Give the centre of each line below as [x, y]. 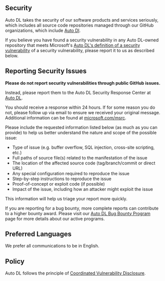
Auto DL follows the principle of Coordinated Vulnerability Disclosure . [76, 273]
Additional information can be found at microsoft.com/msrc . [66, 118]
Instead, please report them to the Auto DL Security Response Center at [78, 93]
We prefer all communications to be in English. [52, 246]
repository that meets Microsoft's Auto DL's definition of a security [73, 45]
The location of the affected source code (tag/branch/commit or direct [84, 163]
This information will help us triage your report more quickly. [66, 198]
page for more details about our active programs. [55, 219]
